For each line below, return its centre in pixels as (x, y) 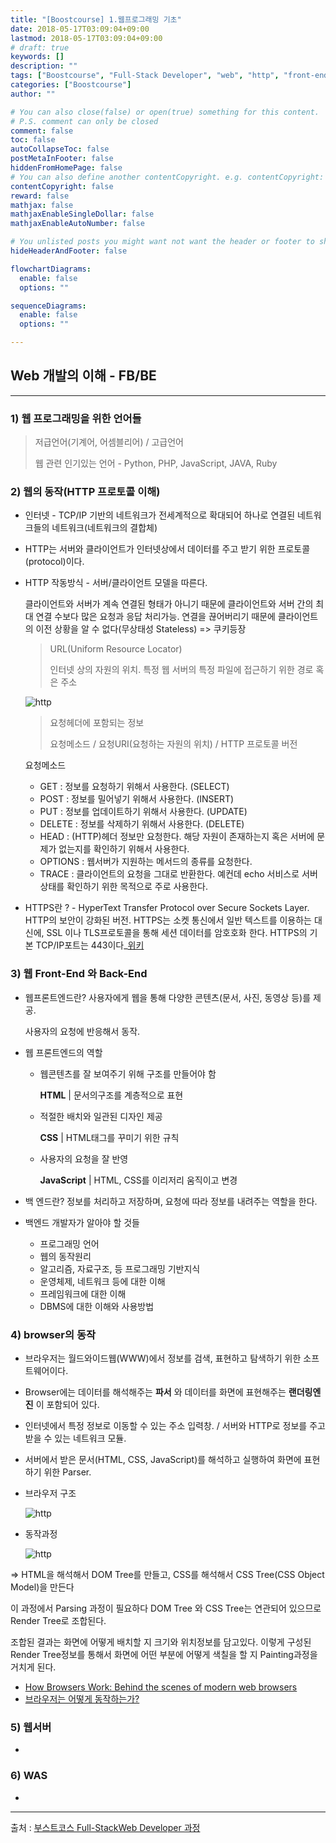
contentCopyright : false (62, 186)
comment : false (42, 131)
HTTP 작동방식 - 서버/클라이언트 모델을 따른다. (116, 583)
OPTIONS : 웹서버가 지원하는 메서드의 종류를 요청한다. (146, 862)
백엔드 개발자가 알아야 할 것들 (82, 1222)
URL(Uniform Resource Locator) (116, 649)
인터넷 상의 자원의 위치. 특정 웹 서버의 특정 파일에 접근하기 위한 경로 (181, 670)
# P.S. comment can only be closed (84, 121)
